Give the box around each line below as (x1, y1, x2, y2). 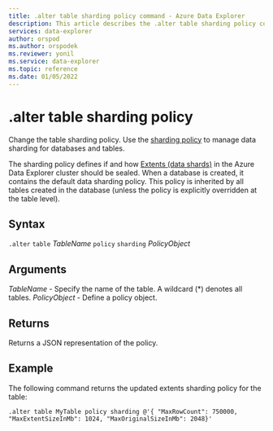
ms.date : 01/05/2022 (8, 73, 79, 81)
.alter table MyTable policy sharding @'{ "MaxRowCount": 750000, (8, 407, 238, 416)
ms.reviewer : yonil (8, 50, 75, 58)
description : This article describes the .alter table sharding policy (8, 20, 256, 28)
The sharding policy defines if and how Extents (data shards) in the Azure (8, 159, 254, 169)
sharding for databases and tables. (8, 143, 125, 153)
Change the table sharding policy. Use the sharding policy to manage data (8, 134, 257, 144)
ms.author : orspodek (8, 42, 79, 51)
